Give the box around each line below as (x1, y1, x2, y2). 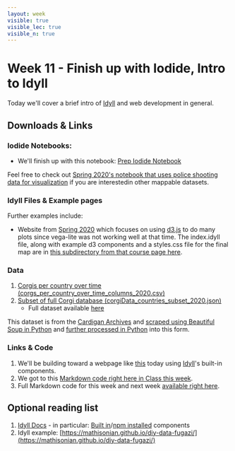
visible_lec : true (7, 23, 61, 30)
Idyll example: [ (17, 428, 62, 437)
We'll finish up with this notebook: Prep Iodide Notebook (17, 156, 181, 165)
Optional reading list (7, 402, 99, 414)
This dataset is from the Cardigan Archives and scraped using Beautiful (7, 317, 215, 326)
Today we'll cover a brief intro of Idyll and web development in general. (7, 99, 214, 107)
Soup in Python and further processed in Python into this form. (7, 325, 190, 334)
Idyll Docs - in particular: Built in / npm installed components (17, 421, 191, 429)
